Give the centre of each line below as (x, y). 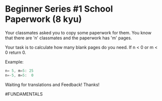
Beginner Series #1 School (59, 9)
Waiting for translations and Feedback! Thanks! (52, 84)
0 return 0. (16, 52)
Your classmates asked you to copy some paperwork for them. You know (78, 33)
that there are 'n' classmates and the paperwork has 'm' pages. (69, 38)
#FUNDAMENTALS (24, 94)
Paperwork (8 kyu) (44, 19)
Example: (14, 62)
